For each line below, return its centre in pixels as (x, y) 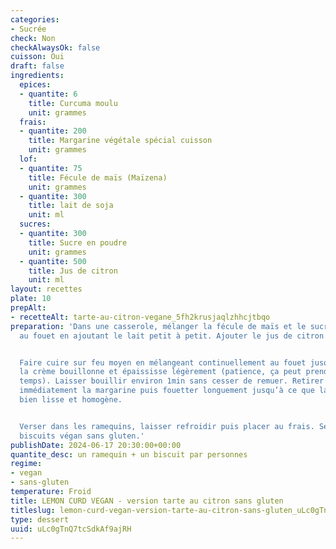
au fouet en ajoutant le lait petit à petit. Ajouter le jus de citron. (174, 336)
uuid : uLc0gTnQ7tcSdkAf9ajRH (71, 529)
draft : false (37, 66)
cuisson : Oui (37, 57)
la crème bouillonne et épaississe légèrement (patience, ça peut (160, 372)
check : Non (33, 38)
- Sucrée (28, 29)
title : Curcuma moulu (73, 103)
